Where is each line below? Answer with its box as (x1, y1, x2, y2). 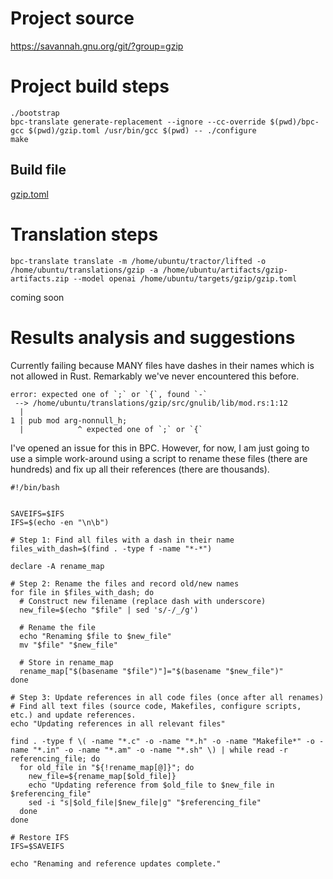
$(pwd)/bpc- (269, 117, 320, 127)
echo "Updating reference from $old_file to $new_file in (28, 780, 275, 790)
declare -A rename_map (10, 561, 105, 571)
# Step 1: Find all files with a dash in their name (10, 535, 235, 545)
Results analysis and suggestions (10, 326, 296, 349)
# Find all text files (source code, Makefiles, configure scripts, (10, 701, 302, 711)
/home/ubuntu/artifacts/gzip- (162, 265, 288, 275)
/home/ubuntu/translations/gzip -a (10, 265, 159, 275)
